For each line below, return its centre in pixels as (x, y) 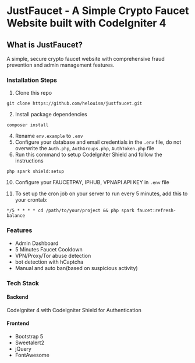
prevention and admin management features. (61, 65)
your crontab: (31, 200)
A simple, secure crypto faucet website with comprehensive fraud (86, 59)
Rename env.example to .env (49, 136)
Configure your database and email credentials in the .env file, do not (98, 142)
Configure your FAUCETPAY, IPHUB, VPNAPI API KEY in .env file (92, 182)
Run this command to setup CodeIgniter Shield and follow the (88, 155)
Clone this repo (33, 93)
